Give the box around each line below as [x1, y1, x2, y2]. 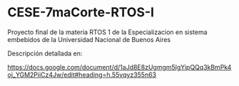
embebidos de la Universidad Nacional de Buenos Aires [7, 35, 171, 43]
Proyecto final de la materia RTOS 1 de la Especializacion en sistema [7, 28, 208, 36]
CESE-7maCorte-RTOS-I [7, 4, 155, 21]
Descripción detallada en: [7, 49, 83, 58]
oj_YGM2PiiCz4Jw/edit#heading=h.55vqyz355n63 [7, 70, 157, 79]
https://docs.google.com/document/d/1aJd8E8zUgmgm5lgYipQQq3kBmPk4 [7, 63, 232, 71]
